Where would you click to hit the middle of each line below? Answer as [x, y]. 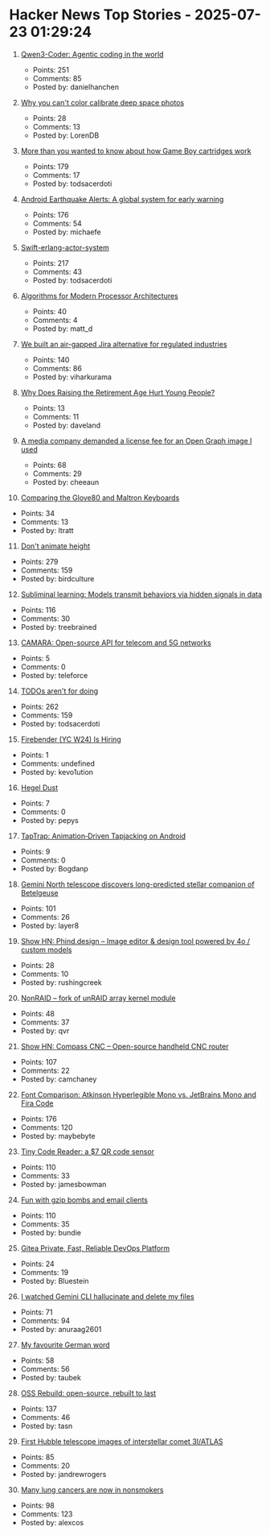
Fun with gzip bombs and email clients [84, 1200]
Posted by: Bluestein [55, 1281]
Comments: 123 [47, 1514]
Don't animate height [55, 546]
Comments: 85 [57, 78]
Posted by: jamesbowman [63, 1184]
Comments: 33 [45, 1175]
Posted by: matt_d [63, 329]
